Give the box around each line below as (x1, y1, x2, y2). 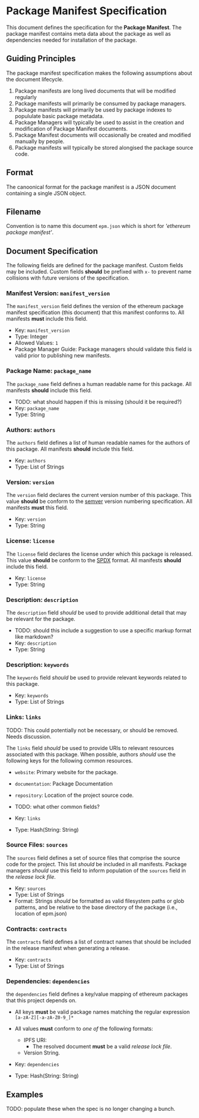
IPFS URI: (23, 1037, 47, 1044)
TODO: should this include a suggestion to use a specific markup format (14, 626, 192, 634)
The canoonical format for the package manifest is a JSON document (6, 183, 176, 191)
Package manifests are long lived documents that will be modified (14, 87, 176, 94)
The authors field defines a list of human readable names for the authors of (6, 439, 190, 446)
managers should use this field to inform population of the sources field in (6, 867, 186, 874)
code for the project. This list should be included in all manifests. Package (6, 860, 187, 867)
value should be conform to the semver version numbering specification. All (6, 498, 193, 505)
